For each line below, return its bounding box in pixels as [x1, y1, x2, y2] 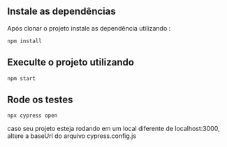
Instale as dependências [7, 6, 117, 17]
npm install [7, 38, 42, 45]
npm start [7, 75, 36, 82]
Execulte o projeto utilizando [7, 56, 135, 68]
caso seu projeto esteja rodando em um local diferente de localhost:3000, [7, 125, 220, 133]
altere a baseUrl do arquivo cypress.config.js [7, 132, 137, 140]
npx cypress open [7, 112, 58, 119]
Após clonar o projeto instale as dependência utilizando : [7, 24, 171, 32]
